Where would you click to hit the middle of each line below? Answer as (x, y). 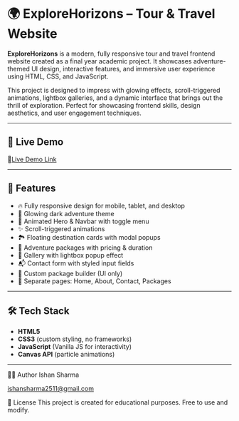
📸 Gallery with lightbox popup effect (70, 255)
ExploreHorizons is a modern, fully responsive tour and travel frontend (111, 54)
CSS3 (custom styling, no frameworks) (75, 339)
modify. (18, 410)
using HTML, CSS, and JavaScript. (58, 76)
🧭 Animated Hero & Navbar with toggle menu (83, 221)
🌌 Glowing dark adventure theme (66, 213)
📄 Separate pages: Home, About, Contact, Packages (95, 281)
